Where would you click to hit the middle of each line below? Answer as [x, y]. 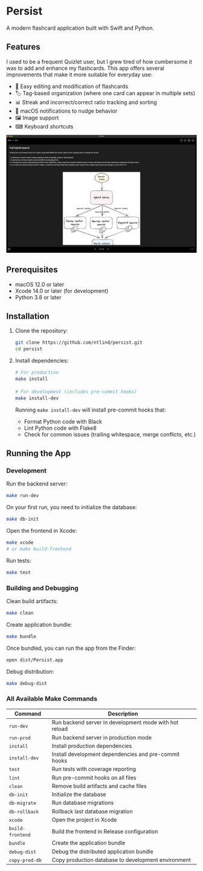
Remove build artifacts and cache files [99, 786]
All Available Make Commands [52, 699]
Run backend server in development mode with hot [115, 722]
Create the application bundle [89, 843]
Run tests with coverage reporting [94, 769]
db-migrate [22, 803]
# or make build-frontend [39, 549]
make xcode [20, 542]
